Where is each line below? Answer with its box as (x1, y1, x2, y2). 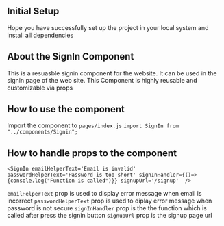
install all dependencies (7, 31, 74, 39)
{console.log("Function (7, 177, 75, 184)
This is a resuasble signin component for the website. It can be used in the (7, 68, 217, 77)
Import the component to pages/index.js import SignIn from (7, 121, 179, 129)
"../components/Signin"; (7, 129, 78, 136)
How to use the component (7, 103, 125, 115)
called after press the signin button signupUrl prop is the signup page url (7, 212, 212, 220)
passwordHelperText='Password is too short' (7, 171, 136, 179)
